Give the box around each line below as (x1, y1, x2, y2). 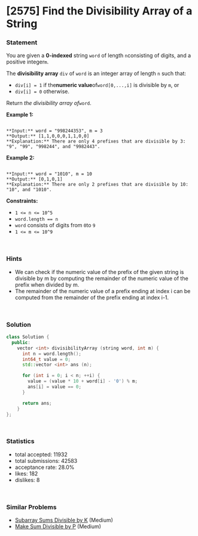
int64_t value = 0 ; (22, 356, 71, 362)
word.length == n (14, 216, 59, 222)
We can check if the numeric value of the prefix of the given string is (14, 268, 184, 275)
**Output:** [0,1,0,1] (6, 176, 63, 182)
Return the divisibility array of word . (6, 100, 92, 107)
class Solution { (6, 334, 50, 340)
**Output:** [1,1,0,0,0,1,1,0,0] (6, 133, 90, 139)
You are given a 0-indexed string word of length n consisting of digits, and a (6, 52, 191, 59)
